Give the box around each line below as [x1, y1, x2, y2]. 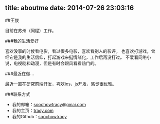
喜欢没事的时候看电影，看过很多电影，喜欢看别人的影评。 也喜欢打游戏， [5, 48, 151, 54]
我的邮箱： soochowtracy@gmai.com [12, 101, 86, 107]
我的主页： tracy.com [12, 108, 54, 113]
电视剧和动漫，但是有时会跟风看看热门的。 [13, 60, 99, 66]
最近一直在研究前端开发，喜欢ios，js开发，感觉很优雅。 [5, 81, 117, 87]
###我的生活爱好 [5, 38, 39, 44]
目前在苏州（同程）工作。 [5, 28, 56, 33]
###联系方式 [5, 91, 31, 97]
